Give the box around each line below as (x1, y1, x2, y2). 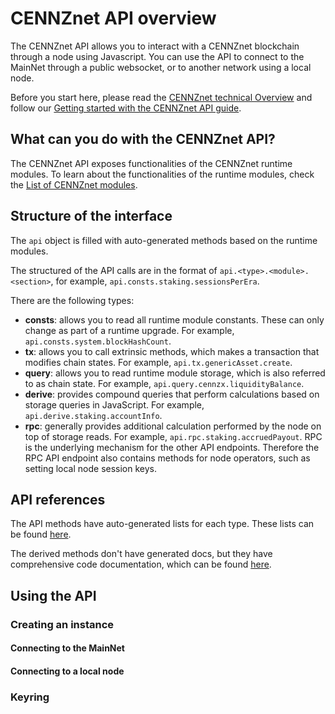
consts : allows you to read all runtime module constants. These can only (24, 313, 325, 326)
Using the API (10, 587, 97, 604)
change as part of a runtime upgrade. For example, (24, 324, 235, 336)
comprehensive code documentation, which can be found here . (10, 558, 272, 571)
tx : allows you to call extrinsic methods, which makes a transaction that (24, 345, 320, 357)
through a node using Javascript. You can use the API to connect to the (10, 50, 305, 62)
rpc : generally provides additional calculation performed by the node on (24, 420, 322, 432)
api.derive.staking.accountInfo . (24, 409, 163, 421)
